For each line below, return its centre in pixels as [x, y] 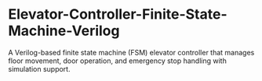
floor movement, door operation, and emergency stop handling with [118, 61]
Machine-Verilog [64, 31]
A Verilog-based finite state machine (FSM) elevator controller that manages [131, 52]
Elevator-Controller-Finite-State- [118, 14]
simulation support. [39, 69]
